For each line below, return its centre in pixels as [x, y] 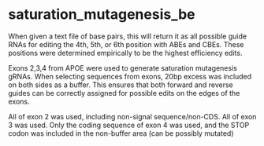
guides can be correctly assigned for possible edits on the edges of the [124, 93]
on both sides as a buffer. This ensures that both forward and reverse [121, 85]
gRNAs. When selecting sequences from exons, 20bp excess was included [130, 76]
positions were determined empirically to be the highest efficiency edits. [125, 53]
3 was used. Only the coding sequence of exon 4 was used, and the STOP [129, 125]
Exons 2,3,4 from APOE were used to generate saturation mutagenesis [123, 68]
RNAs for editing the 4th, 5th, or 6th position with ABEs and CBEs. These [126, 44]
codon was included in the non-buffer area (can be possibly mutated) [121, 133]
